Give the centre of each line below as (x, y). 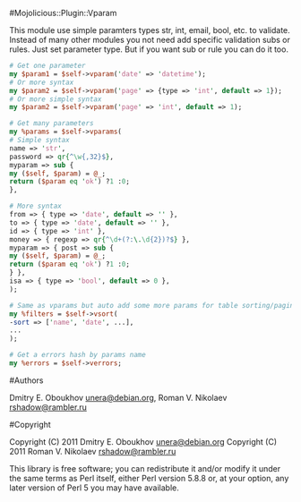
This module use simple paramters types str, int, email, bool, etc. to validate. (150, 30)
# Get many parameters (52, 123)
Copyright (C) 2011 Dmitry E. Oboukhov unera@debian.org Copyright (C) (143, 441)
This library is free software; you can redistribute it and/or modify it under (145, 468)
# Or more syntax (42, 82)
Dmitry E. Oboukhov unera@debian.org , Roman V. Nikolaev (118, 397)
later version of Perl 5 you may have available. (94, 488)
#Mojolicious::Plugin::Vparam (63, 13)
